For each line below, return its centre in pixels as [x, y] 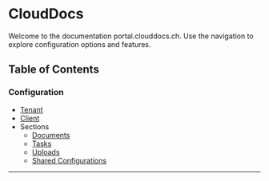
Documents [51, 135]
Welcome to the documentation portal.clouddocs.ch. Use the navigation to [131, 36]
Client [30, 118]
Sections [34, 126]
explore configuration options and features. [80, 44]
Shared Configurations [69, 160]
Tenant [31, 109]
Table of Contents [54, 70]
